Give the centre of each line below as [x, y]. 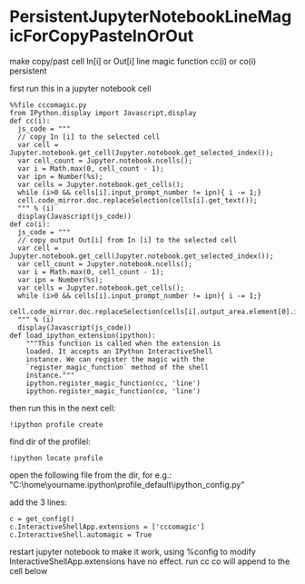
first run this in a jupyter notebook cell [80, 88]
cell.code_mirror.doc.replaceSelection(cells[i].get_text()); [138, 200]
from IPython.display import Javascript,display [103, 113]
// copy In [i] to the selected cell [89, 137]
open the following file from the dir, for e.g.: [91, 475]
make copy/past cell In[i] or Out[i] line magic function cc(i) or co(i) [133, 61]
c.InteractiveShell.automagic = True [81, 535]
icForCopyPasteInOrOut [102, 36]
